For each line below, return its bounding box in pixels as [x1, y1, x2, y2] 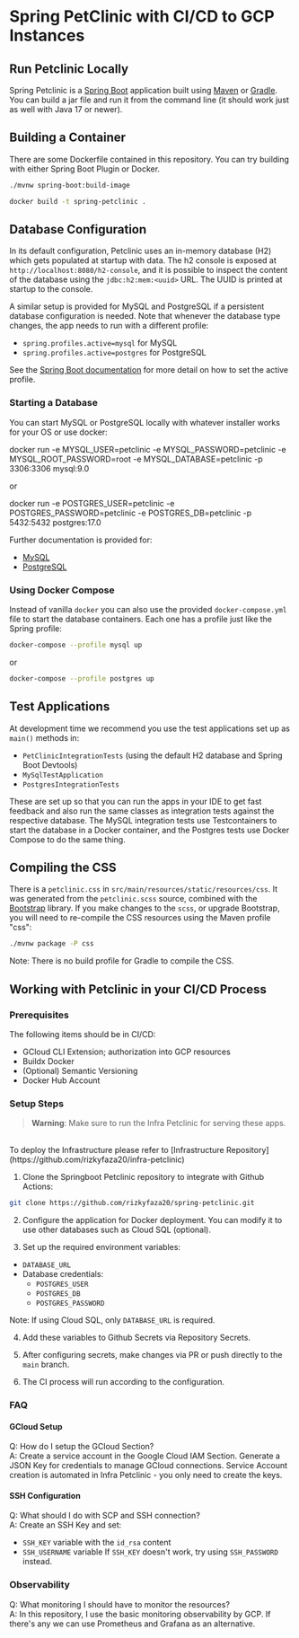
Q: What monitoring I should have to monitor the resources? [9, 1598, 231, 1609]
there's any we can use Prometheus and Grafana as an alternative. [9, 1618, 256, 1629]
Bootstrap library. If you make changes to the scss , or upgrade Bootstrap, [9, 903, 280, 913]
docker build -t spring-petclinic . [9, 197, 146, 206]
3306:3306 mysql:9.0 [9, 462, 90, 473]
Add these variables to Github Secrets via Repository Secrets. [22, 1332, 251, 1343]
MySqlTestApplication [22, 771, 103, 779]
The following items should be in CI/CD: [9, 1028, 156, 1039]
